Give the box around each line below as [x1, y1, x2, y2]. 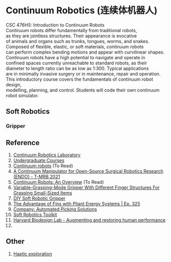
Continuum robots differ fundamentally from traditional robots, [6, 27, 137, 33]
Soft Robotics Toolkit [13, 211, 57, 218]
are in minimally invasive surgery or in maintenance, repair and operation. [6, 70, 161, 77]
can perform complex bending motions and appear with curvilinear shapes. [6, 49, 165, 55]
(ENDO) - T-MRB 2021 [13, 174, 60, 180]
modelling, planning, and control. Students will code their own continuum [6, 87, 160, 93]
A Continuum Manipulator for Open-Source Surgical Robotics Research [13, 168, 163, 174]
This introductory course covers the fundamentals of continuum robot [6, 76, 153, 82]
